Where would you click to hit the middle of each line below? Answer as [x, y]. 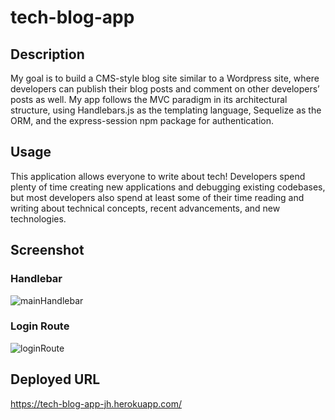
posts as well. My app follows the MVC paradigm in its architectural [149, 99]
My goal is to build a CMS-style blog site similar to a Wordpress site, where [165, 78]
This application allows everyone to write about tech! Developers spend [158, 176]
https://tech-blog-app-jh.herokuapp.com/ [96, 403]
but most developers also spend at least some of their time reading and [157, 197]
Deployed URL [55, 379]
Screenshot [47, 250]
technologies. [38, 218]
